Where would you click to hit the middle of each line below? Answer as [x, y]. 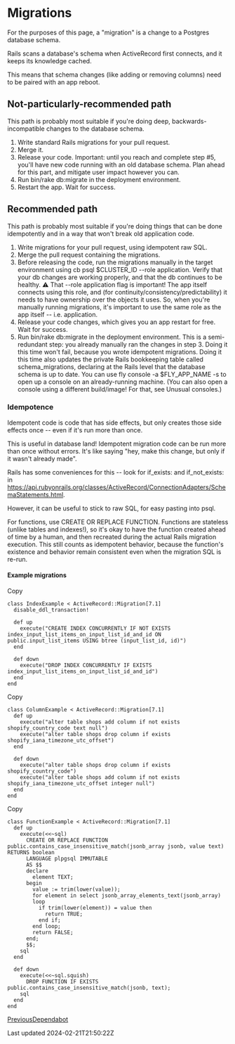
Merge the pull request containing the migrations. [89, 254]
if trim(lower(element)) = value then [95, 908]
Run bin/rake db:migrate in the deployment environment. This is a [112, 337]
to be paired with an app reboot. [54, 82]
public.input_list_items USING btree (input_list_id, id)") [97, 641]
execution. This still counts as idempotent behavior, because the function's [116, 544]
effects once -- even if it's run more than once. [75, 430]
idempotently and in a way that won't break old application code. [101, 233]
